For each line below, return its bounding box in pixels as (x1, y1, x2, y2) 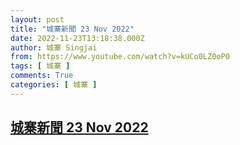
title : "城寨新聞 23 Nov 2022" (10, 24, 135, 34)
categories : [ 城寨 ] (10, 80, 98, 90)
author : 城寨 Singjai (10, 42, 98, 53)
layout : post (10, 14, 65, 25)
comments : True (10, 71, 74, 81)
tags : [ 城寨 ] (10, 61, 71, 71)
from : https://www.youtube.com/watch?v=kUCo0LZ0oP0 (10, 52, 230, 62)
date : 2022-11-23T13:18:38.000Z (10, 33, 145, 43)
